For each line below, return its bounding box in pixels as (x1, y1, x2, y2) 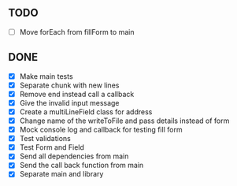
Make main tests (19, 71, 73, 81)
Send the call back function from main (19, 161, 144, 170)
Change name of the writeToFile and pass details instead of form (19, 116, 230, 125)
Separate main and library (19, 169, 104, 179)
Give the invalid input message (19, 98, 120, 107)
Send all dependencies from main (19, 151, 129, 161)
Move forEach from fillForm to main (19, 27, 135, 36)
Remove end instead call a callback (19, 89, 135, 99)
